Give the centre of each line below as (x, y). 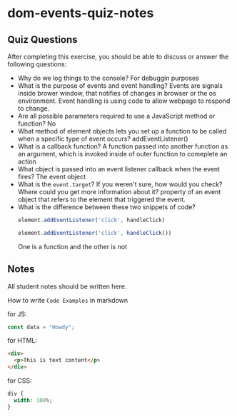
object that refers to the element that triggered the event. (101, 199)
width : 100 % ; (33, 400)
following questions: (37, 64)
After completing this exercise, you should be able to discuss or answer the (118, 56)
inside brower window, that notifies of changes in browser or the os (117, 93)
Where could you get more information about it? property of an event (119, 192)
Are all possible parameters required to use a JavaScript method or (116, 116)
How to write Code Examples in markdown (68, 300)
